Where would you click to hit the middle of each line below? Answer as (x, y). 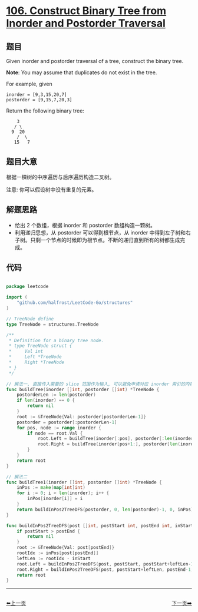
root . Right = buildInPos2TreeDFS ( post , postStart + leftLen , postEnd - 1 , (105, 570)
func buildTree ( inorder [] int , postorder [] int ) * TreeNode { (83, 389)
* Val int (26, 352)
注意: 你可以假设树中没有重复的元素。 (52, 189)
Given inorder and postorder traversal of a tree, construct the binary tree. (95, 61)
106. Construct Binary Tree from (86, 11)
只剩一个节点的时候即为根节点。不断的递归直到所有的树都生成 (105, 240)
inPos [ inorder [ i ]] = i (55, 499)
